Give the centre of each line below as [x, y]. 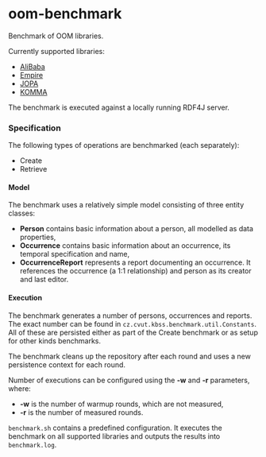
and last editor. [44, 280]
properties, [38, 237]
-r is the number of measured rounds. [81, 412]
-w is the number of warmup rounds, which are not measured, [121, 404]
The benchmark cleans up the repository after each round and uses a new [130, 356]
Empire [31, 75]
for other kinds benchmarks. [55, 341]
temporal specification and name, [74, 254]
